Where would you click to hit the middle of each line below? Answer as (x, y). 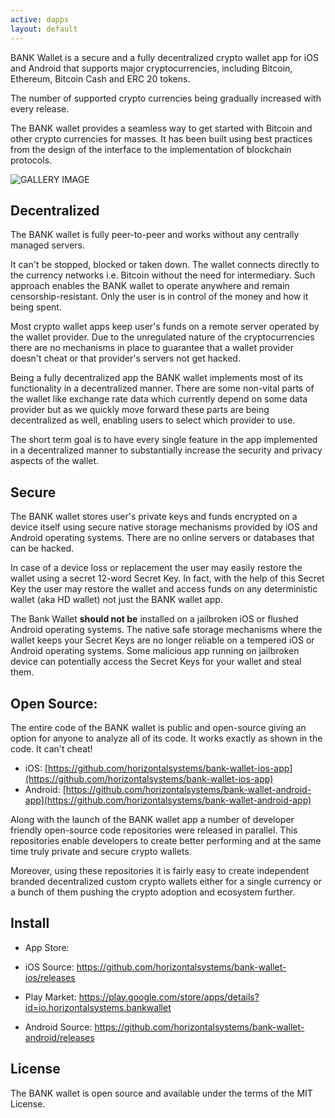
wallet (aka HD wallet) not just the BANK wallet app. (116, 600)
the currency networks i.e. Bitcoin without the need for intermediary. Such (163, 275)
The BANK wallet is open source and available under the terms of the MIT (161, 1093)
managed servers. (48, 245)
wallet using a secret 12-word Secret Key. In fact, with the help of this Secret (167, 578)
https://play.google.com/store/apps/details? (169, 997)
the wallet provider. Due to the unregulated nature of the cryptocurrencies (162, 337)
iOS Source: (49, 967)
